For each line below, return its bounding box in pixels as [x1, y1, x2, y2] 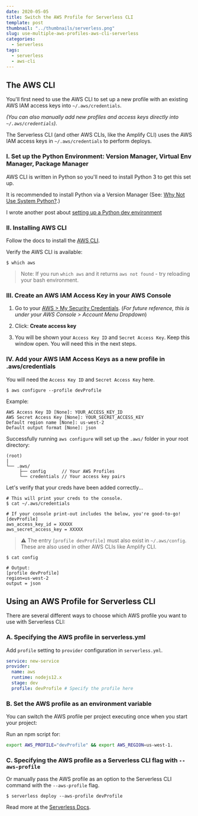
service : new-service [6, 658, 60, 664]
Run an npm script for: [6, 731, 61, 738]
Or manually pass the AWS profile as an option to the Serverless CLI [6, 776, 172, 783]
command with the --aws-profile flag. [6, 782, 100, 789]
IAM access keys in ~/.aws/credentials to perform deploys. [6, 137, 152, 145]
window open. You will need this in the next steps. [14, 340, 137, 347]
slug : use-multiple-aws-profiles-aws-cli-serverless [6, 31, 139, 37]
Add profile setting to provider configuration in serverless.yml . [6, 646, 163, 654]
